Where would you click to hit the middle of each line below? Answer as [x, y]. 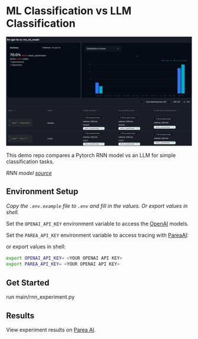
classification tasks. [30, 162]
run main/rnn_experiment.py [40, 297]
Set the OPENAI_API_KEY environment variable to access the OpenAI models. [98, 224]
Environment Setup [42, 191]
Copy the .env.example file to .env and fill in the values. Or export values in [97, 206]
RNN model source [29, 173]
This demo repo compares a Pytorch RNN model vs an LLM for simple [91, 155]
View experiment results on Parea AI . [51, 330]
